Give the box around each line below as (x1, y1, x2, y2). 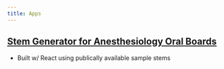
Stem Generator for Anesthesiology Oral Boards (7, 36, 217, 48)
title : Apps (7, 10, 41, 17)
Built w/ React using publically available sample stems (17, 54, 171, 62)
